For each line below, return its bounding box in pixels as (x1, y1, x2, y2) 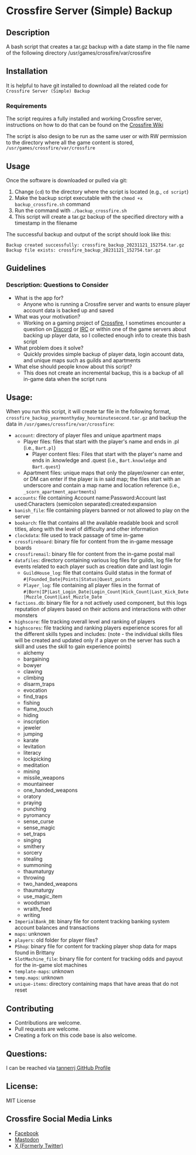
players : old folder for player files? (14, 936, 98, 944)
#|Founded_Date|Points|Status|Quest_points (23, 577, 132, 582)
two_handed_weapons (23, 881, 78, 888)
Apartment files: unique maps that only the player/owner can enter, (23, 469, 185, 477)
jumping (23, 731, 43, 738)
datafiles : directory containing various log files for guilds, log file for (14, 557, 181, 564)
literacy (23, 749, 42, 756)
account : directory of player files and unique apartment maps (14, 432, 162, 439)
